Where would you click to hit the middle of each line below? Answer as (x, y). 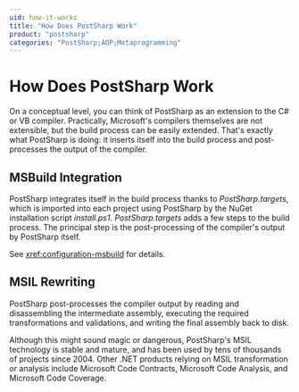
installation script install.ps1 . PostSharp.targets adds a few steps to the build (149, 218)
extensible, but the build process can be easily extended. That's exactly (141, 130)
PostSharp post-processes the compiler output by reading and (124, 304)
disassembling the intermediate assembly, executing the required (129, 313)
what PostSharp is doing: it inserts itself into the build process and (131, 140)
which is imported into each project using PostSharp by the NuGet (131, 208)
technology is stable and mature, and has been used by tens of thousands (145, 349)
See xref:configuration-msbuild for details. (87, 254)
